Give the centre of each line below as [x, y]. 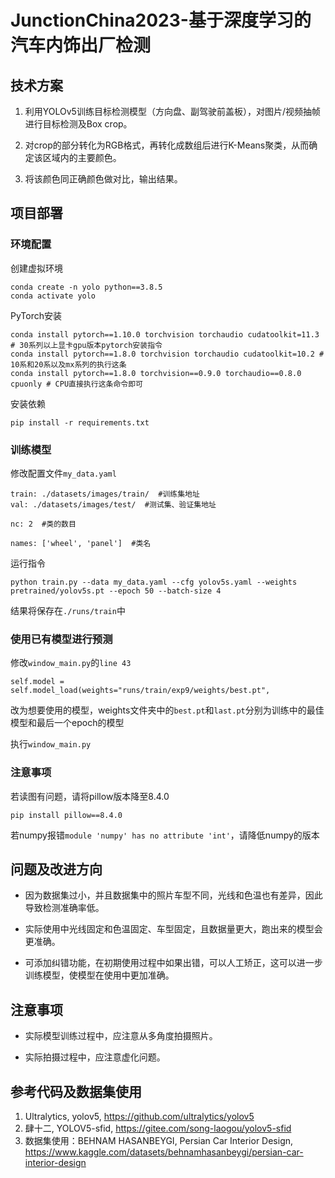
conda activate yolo [53, 296]
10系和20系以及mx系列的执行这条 [68, 364]
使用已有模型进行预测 [61, 639]
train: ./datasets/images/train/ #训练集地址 [105, 494]
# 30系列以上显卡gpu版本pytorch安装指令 [86, 345]
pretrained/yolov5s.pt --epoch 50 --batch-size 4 [116, 591]
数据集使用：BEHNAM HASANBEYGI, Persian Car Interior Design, [159, 1141]
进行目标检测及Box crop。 [78, 124]
